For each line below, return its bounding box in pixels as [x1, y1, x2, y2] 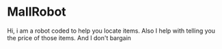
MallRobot [7, 4, 66, 20]
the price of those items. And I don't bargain [7, 33, 132, 42]
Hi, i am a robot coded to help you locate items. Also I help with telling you [7, 27, 216, 35]
